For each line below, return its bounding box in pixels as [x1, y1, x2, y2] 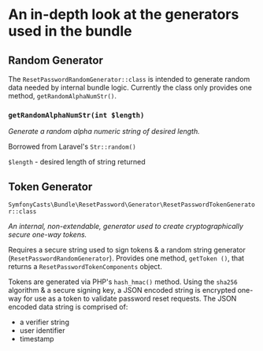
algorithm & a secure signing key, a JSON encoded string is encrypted [8, 286, 236, 295]
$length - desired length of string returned [8, 157, 146, 167]
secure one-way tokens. [8, 230, 87, 239]
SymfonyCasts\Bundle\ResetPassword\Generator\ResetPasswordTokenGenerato [8, 201, 256, 209]
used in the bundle [8, 22, 132, 40]
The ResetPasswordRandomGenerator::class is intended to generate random [8, 75, 250, 83]
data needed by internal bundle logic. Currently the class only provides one [8, 83, 253, 92]
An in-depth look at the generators [8, 6, 239, 24]
